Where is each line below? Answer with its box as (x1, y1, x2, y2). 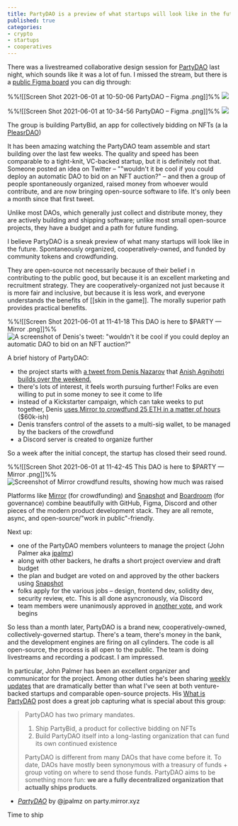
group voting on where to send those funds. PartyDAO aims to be (24, 768, 216, 776)
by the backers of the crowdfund (17, 428, 114, 436)
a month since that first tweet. (7, 195, 95, 203)
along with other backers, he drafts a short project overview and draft (17, 557, 221, 565)
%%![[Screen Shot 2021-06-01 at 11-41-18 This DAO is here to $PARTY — (7, 317, 222, 326)
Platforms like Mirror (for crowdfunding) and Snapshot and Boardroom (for (7, 492, 225, 499)
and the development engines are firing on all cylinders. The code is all (7, 638, 214, 646)
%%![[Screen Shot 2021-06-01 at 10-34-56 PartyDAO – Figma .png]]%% (7, 107, 221, 115)
